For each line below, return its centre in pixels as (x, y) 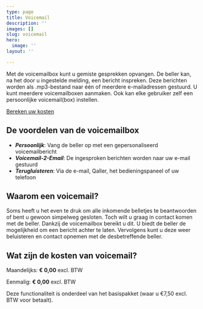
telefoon (25, 177)
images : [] (20, 29)
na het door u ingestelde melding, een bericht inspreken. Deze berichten (97, 80)
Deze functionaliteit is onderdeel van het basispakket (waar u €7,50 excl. (97, 294)
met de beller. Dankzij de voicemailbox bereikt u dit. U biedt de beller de (96, 224)
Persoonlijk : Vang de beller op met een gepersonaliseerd (87, 145)
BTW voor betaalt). (30, 300)
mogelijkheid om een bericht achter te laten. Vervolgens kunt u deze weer (98, 230)
